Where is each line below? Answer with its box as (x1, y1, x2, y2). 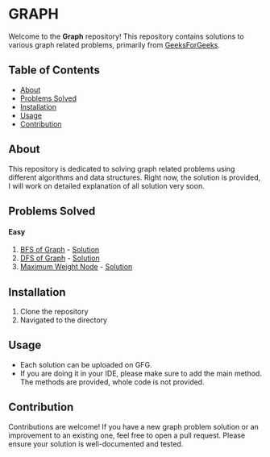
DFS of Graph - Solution (19, 253, 101, 263)
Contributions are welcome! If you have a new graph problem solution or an (8, 422, 260, 431)
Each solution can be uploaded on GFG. (19, 359, 152, 369)
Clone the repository (19, 306, 89, 316)
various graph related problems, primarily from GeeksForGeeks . (8, 39, 220, 49)
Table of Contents (8, 64, 101, 77)
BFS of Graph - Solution (19, 245, 100, 255)
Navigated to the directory (19, 315, 107, 325)
